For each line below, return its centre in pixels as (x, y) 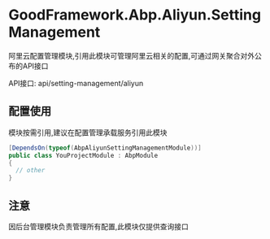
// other (30, 171)
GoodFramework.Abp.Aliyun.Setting (135, 15)
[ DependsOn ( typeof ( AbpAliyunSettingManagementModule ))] (105, 148)
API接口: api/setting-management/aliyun (76, 83)
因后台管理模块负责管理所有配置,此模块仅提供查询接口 (99, 226)
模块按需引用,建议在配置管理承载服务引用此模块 (88, 133)
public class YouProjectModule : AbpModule (83, 155)
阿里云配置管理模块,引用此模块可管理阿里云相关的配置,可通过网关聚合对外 (132, 55)
